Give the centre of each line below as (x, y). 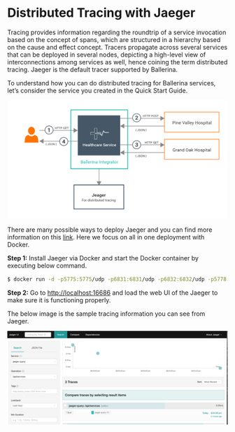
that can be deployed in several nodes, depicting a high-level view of (107, 55)
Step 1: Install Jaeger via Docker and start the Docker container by (103, 258)
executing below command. (47, 266)
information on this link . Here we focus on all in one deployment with (106, 237)
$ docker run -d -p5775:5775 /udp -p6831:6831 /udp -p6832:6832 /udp (106, 279)
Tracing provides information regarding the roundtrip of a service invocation (117, 32)
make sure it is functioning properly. (59, 300)
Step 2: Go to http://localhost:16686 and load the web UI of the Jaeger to (113, 293)
